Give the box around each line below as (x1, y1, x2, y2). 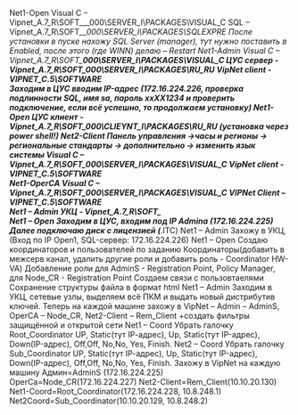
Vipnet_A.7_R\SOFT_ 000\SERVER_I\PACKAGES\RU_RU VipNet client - (9, 64, 272, 75)
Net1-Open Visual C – (9, 8, 88, 18)
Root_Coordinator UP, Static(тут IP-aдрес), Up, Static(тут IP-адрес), (9, 330, 261, 339)
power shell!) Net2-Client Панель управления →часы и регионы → (9, 131, 268, 141)
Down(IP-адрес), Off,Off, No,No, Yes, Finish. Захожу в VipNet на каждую (9, 358, 281, 368)
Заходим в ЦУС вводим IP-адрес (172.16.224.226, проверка (9, 84, 244, 94)
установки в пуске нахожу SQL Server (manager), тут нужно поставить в (9, 36, 287, 46)
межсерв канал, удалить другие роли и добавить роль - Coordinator (9, 254, 270, 264)
